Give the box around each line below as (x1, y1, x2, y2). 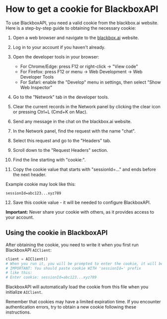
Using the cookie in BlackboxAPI (5, 228, 108, 237)
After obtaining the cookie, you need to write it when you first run (5, 241, 139, 248)
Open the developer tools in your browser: (12, 53, 100, 60)
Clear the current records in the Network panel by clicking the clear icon (12, 103, 161, 109)
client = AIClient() (5, 256, 49, 262)
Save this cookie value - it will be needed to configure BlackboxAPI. (12, 199, 151, 205)
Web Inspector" (20, 84, 53, 90)
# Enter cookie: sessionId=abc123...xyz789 (5, 275, 97, 280)
